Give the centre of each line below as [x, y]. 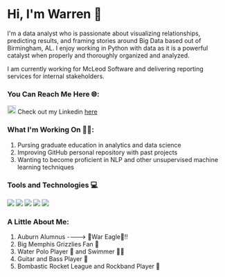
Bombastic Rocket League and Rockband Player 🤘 [89, 267]
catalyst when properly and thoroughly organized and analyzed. [99, 55]
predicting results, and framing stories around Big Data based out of [104, 40]
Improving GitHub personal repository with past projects [97, 152]
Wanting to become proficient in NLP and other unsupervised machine [118, 159]
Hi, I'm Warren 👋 [55, 14]
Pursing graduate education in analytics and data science [99, 145]
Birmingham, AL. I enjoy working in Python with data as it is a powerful [108, 48]
